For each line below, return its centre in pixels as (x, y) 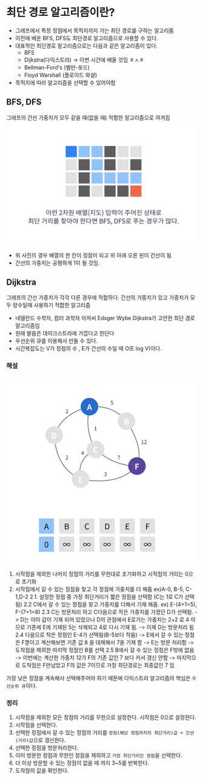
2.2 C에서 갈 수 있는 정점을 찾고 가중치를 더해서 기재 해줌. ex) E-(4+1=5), (110, 604)
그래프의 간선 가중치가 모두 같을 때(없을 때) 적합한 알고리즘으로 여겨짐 (88, 117)
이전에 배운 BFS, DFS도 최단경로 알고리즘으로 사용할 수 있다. (87, 38)
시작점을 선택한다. (36, 725)
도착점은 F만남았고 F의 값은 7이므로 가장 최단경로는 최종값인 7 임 (98, 665)
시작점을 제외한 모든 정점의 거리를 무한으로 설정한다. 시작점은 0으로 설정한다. (106, 717)
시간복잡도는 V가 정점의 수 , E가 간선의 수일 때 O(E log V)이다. (88, 349)
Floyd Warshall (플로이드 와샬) (61, 75)
